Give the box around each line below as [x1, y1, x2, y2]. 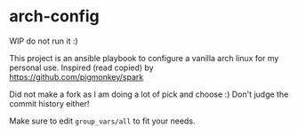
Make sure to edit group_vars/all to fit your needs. [9, 115, 196, 126]
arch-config [9, 6, 100, 27]
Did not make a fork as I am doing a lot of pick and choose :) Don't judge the [9, 89, 289, 99]
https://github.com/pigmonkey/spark [9, 71, 144, 82]
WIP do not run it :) [9, 36, 78, 46]
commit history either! [9, 98, 90, 108]
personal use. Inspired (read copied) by [9, 62, 154, 73]
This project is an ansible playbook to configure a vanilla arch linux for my [9, 52, 279, 63]
